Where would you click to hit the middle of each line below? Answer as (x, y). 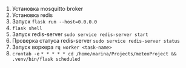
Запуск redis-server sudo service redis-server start (80, 34)
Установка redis (32, 15)
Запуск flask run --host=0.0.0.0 (55, 21)
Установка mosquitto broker (48, 9)
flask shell (27, 28)
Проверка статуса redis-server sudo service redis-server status (96, 41)
